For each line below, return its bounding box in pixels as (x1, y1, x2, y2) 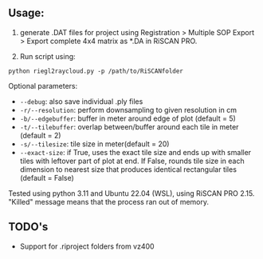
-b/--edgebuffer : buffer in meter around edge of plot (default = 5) (19, 114, 237, 123)
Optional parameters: (8, 81, 78, 90)
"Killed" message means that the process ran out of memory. (8, 197, 210, 206)
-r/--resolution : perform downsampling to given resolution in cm (19, 105, 237, 114)
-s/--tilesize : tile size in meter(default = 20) (19, 139, 170, 149)
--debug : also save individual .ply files (19, 96, 143, 106)
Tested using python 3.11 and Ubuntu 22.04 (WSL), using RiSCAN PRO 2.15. (8, 188, 255, 198)
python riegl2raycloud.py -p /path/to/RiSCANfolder (8, 67, 183, 75)
